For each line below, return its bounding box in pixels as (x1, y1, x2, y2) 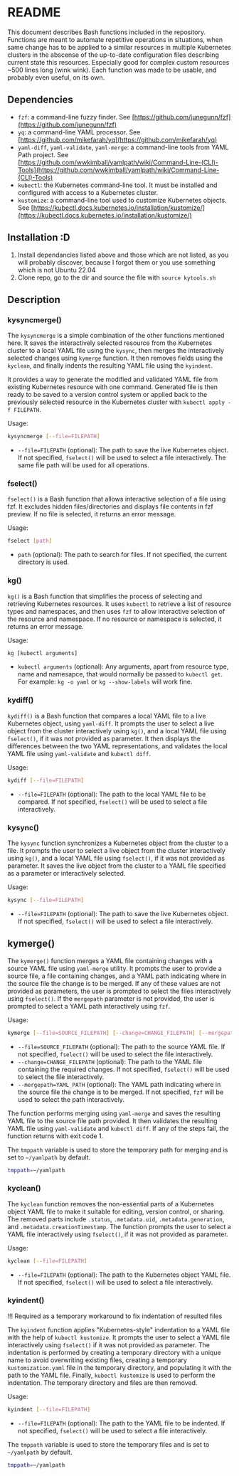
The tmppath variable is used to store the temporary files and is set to (7, 1440, 210, 1448)
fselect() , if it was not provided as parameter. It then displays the (7, 734, 201, 743)
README (7, 4, 61, 21)
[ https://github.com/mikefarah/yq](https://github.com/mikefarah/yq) (17, 135, 218, 144)
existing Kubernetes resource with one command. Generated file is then (7, 383, 218, 391)
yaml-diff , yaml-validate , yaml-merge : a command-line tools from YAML (17, 143, 229, 152)
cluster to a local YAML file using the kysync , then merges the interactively (7, 346, 225, 355)
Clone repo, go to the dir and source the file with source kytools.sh (17, 273, 216, 282)
